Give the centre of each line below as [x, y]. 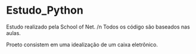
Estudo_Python [45, 10]
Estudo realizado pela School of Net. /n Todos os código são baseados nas [98, 27]
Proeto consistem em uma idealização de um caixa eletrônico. [82, 45]
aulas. [13, 33]
